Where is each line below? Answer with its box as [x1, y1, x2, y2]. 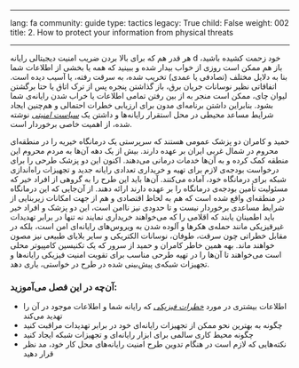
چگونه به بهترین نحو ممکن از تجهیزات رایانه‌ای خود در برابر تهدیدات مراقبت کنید [22, 320, 283, 331]
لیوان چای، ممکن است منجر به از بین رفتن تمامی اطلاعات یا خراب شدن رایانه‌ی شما [10, 91, 287, 100]
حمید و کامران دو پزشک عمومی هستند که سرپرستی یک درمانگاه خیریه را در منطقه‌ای [10, 136, 290, 147]
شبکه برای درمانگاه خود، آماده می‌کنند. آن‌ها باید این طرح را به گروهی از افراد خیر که [10, 174, 287, 184]
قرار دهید [22, 348, 54, 359]
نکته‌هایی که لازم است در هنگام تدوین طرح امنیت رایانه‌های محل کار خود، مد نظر [22, 339, 287, 349]
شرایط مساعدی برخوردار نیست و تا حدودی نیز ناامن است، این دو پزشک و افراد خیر [10, 202, 285, 212]
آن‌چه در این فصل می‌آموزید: [10, 281, 118, 293]
